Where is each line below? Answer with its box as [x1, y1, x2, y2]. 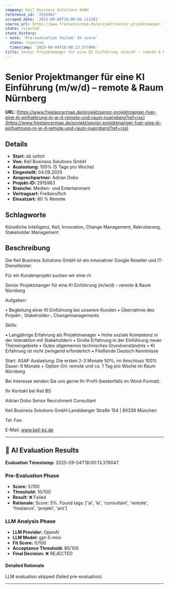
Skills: [5, 322, 18, 328]
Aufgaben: [5, 297, 27, 303]
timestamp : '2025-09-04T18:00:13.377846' [10, 45, 98, 50]
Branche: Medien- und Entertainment [12, 185, 91, 191]
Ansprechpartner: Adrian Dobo [12, 175, 79, 181]
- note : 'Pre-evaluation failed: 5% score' [5, 36, 98, 41]
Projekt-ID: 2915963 [12, 180, 55, 186]
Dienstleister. [5, 262, 33, 268]
